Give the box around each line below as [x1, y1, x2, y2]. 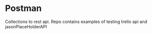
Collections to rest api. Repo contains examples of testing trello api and [5, 19, 147, 24]
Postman [5, 3, 42, 14]
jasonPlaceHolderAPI [5, 23, 47, 29]
